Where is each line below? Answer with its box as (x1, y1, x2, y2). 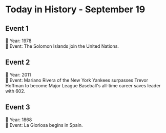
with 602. (5, 88, 26, 94)
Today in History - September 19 (5, 4, 146, 15)
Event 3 (5, 103, 30, 111)
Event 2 (5, 58, 30, 67)
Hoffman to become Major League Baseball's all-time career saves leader (5, 82, 161, 88)
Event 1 (5, 24, 29, 33)
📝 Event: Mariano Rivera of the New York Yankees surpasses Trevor (5, 77, 149, 83)
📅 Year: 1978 (5, 37, 32, 44)
